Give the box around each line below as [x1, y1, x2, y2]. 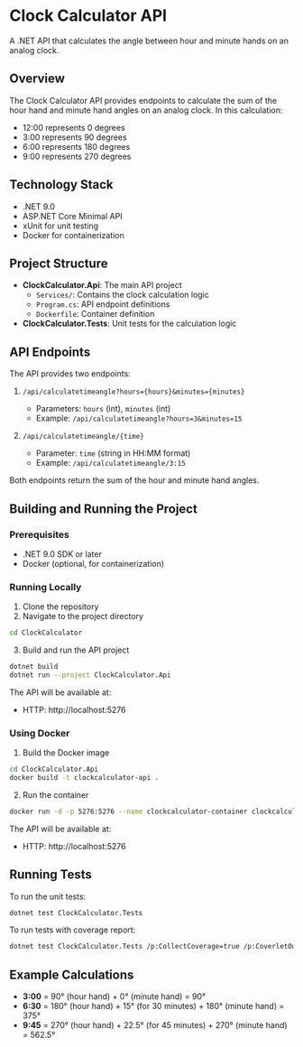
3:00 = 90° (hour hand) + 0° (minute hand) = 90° [22, 991, 206, 1002]
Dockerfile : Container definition [35, 309, 155, 320]
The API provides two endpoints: [9, 368, 131, 379]
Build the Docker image [22, 747, 110, 758]
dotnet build [9, 662, 59, 672]
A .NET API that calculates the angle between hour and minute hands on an [9, 35, 289, 46]
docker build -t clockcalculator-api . [9, 773, 160, 782]
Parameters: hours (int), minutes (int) [35, 403, 171, 414]
